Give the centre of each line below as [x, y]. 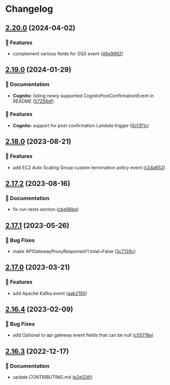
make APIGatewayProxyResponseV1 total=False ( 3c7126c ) [74, 251]
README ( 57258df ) [33, 101]
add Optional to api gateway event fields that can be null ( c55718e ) [83, 335]
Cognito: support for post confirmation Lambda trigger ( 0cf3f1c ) [81, 125]
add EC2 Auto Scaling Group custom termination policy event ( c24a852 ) [89, 167]
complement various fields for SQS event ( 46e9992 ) [68, 53]
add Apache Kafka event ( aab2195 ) [50, 293]
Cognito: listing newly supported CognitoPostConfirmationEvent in [83, 95]
